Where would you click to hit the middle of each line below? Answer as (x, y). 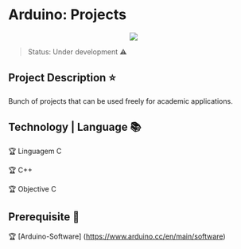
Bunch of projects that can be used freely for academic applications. (120, 101)
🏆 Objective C (33, 188)
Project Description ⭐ (62, 78)
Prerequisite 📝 (44, 217)
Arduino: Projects (68, 15)
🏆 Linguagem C (35, 151)
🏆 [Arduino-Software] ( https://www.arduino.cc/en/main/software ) (117, 236)
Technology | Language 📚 (75, 127)
